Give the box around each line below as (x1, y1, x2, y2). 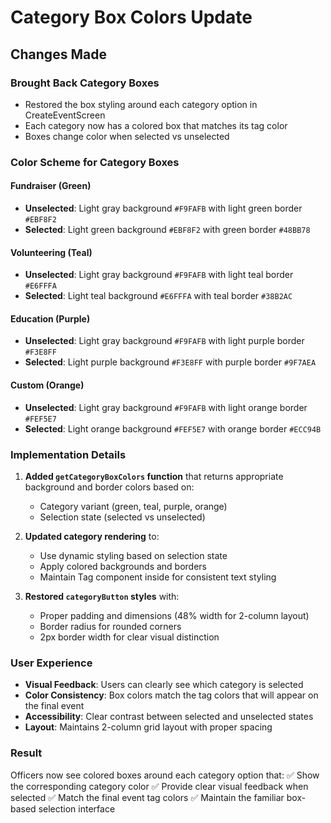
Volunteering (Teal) (10, 246, 93, 258)
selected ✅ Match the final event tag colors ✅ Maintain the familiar (10, 791, 285, 803)
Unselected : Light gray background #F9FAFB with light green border (24, 202, 303, 214)
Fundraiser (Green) (10, 180, 92, 192)
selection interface (38, 802, 116, 815)
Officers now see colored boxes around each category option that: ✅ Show (10, 769, 320, 781)
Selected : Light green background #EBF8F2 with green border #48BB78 (24, 224, 311, 235)
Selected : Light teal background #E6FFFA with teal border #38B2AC (24, 290, 293, 302)
